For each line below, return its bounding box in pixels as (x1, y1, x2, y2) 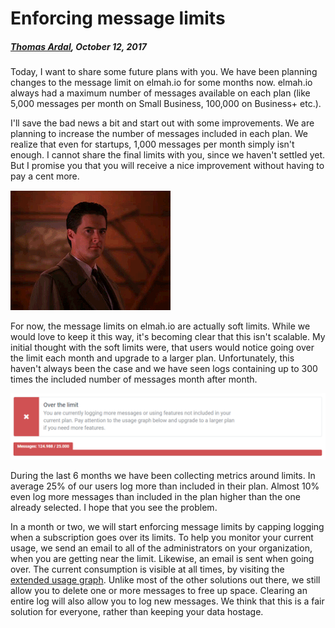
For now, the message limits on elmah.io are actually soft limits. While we (10, 320, 311, 332)
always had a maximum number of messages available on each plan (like (10, 87, 311, 99)
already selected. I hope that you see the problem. (10, 502, 218, 514)
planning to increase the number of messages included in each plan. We (10, 128, 308, 140)
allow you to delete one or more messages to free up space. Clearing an (10, 585, 308, 597)
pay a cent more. (10, 170, 80, 182)
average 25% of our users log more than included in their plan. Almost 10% (10, 480, 320, 492)
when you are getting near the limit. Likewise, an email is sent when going (10, 553, 315, 565)
